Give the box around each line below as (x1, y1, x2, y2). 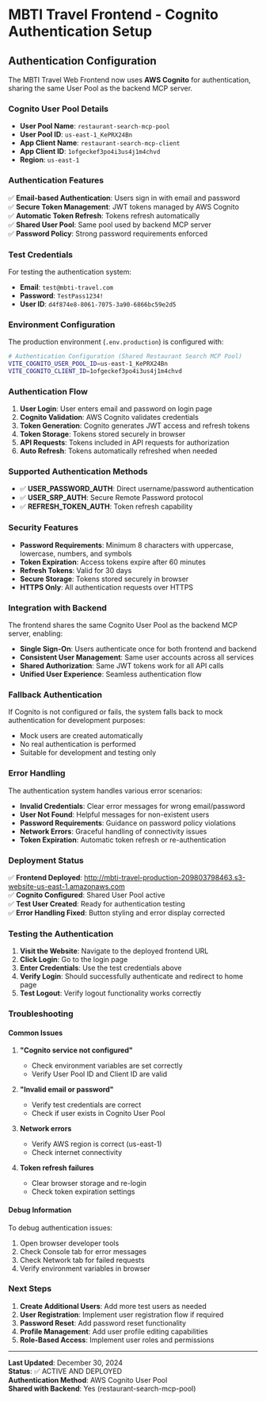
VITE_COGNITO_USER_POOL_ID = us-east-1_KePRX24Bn (8, 360, 169, 368)
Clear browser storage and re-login (31, 1179, 146, 1188)
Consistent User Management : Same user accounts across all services (19, 652, 255, 662)
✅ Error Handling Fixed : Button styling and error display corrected (8, 907, 226, 918)
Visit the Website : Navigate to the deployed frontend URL (19, 946, 209, 956)
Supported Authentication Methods (8, 466, 148, 477)
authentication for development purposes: (8, 716, 146, 726)
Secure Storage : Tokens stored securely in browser (19, 574, 189, 583)
